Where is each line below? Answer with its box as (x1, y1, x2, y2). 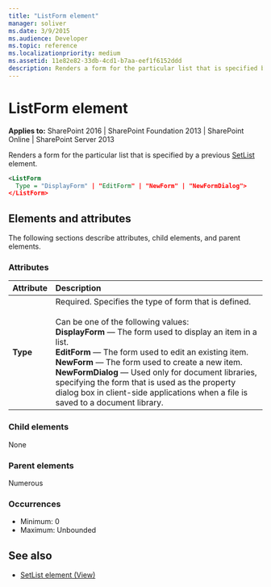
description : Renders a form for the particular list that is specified (8, 65, 258, 73)
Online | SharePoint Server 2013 (8, 134, 115, 144)
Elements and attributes (8, 212, 131, 225)
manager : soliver (8, 19, 67, 27)
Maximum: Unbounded (19, 526, 97, 535)
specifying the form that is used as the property (55, 377, 236, 388)
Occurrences (8, 498, 61, 509)
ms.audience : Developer (8, 34, 89, 43)
